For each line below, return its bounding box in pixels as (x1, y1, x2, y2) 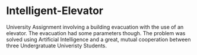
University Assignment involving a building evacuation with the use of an (6, 23, 184, 30)
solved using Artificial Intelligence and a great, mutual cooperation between (6, 36, 191, 43)
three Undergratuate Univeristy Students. (6, 42, 107, 49)
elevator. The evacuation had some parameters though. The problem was (6, 29, 186, 36)
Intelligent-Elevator (6, 4, 104, 18)
